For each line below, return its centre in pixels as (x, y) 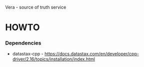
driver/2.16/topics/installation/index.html (53, 59)
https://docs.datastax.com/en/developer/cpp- (91, 54)
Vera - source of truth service (36, 7)
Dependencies (23, 43)
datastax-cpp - (28, 54)
